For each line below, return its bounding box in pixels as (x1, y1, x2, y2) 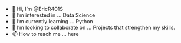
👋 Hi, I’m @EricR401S (11, 6, 64, 12)
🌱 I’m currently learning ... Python (11, 18, 93, 24)
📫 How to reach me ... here (11, 31, 79, 37)
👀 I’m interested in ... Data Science (11, 12, 96, 19)
